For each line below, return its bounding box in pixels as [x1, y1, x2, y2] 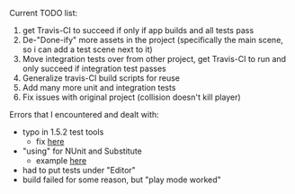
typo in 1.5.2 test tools [22, 127, 104, 137]
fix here [35, 137, 65, 146]
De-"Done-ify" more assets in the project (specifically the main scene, [22, 35, 283, 45]
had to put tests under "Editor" [22, 165, 137, 175]
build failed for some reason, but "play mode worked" [22, 174, 222, 185]
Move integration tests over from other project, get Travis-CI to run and [22, 54, 286, 64]
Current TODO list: [9, 8, 78, 18]
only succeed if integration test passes [22, 63, 166, 74]
